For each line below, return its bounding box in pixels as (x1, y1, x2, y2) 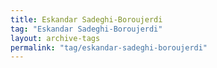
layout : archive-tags (10, 33, 101, 43)
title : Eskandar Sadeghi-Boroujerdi (10, 14, 163, 25)
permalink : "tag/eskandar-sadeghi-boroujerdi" (10, 42, 208, 53)
